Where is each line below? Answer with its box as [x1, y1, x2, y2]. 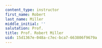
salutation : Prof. [5, 26, 43, 31]
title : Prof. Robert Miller [5, 30, 64, 35]
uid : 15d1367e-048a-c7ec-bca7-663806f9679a [5, 35, 97, 40]
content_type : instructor [5, 7, 59, 12]
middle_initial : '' [5, 21, 46, 26]
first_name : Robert [5, 12, 46, 17]
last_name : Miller [5, 16, 43, 21]
